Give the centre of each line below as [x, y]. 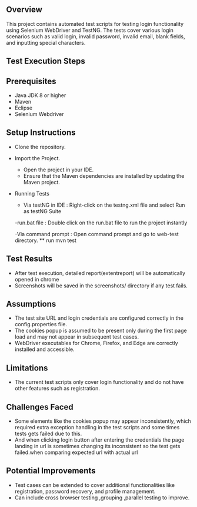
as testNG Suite [42, 211]
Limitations [27, 368]
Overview [24, 10]
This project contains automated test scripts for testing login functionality [95, 24]
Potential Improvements [51, 471]
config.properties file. [41, 324]
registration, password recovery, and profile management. [85, 491]
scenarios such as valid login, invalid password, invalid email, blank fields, [96, 36]
